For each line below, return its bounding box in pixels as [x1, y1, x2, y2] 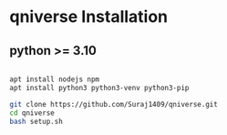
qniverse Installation [9, 6, 169, 27]
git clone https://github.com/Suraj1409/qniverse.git [9, 99, 219, 109]
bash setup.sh [9, 117, 64, 126]
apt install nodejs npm [9, 75, 100, 84]
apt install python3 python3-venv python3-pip [9, 83, 190, 92]
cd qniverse [9, 108, 55, 118]
